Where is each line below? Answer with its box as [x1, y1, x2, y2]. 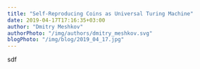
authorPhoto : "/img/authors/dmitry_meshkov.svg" [7, 29, 153, 37]
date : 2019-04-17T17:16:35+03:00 [7, 17, 106, 24]
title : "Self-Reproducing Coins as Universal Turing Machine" [7, 10, 194, 17]
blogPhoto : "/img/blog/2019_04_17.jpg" [7, 36, 125, 43]
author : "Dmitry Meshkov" [7, 23, 83, 30]
